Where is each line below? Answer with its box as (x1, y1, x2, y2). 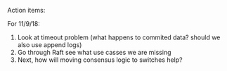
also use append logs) (17, 41, 82, 49)
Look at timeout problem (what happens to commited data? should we (17, 33, 221, 41)
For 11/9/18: (7, 20, 40, 27)
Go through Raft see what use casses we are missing (17, 49, 171, 56)
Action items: (7, 6, 46, 14)
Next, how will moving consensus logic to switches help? (17, 56, 183, 64)
